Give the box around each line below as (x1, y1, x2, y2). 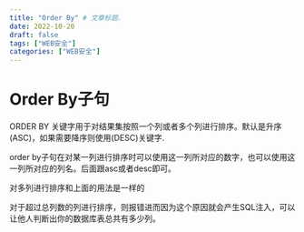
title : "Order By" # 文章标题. (9, 13, 123, 23)
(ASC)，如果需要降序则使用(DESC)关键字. (9, 133, 165, 144)
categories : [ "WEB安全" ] (9, 47, 101, 56)
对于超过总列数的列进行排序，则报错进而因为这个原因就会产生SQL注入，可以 (9, 202, 296, 213)
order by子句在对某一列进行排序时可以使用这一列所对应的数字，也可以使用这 (9, 152, 296, 163)
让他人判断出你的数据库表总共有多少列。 (9, 213, 161, 224)
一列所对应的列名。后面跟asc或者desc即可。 (9, 163, 177, 174)
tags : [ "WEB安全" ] (9, 38, 76, 48)
